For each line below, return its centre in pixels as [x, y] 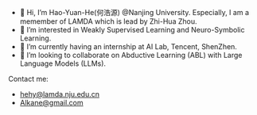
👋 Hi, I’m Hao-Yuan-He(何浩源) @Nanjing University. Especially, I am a [134, 12]
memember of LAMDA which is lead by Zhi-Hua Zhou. [108, 21]
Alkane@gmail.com [51, 103]
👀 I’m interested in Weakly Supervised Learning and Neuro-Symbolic [132, 30]
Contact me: [29, 79]
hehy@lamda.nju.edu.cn [59, 94]
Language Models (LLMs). [62, 63]
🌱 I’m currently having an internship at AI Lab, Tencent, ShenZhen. [128, 46]
